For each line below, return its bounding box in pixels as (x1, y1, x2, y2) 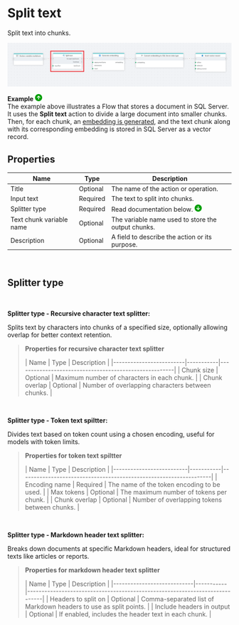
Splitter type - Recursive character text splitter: (7, 309, 151, 318)
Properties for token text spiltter (24, 451, 122, 460)
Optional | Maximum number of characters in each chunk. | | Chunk (24, 373, 223, 382)
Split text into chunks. (7, 29, 71, 37)
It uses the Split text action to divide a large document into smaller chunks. (7, 110, 228, 118)
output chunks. (111, 222, 155, 231)
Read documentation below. (111, 205, 193, 214)
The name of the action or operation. (111, 184, 218, 193)
